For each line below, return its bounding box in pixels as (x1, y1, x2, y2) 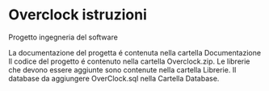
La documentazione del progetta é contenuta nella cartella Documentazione (8, 48, 261, 57)
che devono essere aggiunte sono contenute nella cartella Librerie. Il (8, 64, 237, 74)
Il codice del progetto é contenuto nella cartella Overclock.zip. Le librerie (8, 56, 250, 66)
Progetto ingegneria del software (8, 32, 119, 42)
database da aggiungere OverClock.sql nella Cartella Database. (8, 73, 220, 83)
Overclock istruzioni (8, 6, 148, 24)
